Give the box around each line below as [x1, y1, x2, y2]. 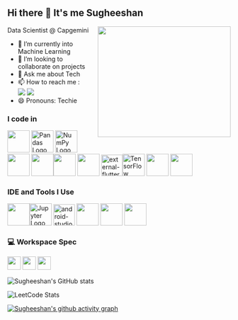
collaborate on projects [17, 62, 86, 71]
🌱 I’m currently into [17, 40, 73, 48]
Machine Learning [17, 47, 71, 55]
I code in [7, 114, 38, 124]
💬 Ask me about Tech [17, 69, 80, 78]
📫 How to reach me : [17, 77, 80, 86]
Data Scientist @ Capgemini [7, 25, 89, 34]
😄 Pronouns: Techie [17, 96, 78, 105]
